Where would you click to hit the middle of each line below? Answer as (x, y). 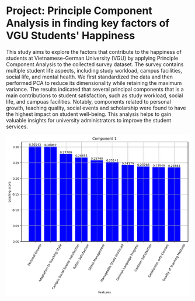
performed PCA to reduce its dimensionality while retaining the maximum (94, 83)
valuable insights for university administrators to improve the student (89, 120)
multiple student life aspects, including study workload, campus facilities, (94, 70)
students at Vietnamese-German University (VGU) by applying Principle (92, 58)
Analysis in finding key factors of (88, 23)
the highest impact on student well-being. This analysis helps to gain (89, 114)
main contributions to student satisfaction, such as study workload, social (95, 95)
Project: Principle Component (79, 11)
